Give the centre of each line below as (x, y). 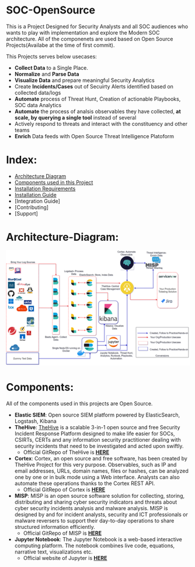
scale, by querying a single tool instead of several (75, 117)
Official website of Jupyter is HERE (65, 558)
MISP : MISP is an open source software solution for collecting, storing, (100, 496)
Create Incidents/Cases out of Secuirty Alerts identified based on (94, 86)
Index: (22, 160)
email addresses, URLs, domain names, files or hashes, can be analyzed (101, 471)
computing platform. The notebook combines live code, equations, (95, 545)
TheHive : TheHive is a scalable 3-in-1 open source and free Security (97, 427)
